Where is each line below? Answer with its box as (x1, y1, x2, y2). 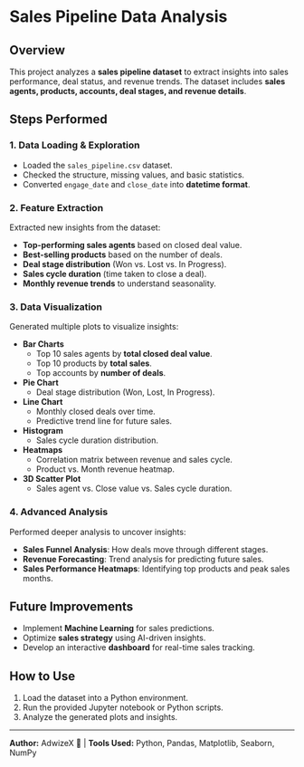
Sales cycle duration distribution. (35, 435, 158, 446)
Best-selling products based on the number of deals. (22, 249, 223, 260)
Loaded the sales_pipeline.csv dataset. (22, 159, 174, 170)
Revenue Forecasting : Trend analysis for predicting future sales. (22, 553, 264, 564)
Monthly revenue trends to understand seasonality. (22, 278, 217, 289)
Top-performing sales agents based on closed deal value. (22, 239, 242, 250)
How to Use (9, 668, 76, 684)
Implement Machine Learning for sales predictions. (22, 623, 215, 634)
